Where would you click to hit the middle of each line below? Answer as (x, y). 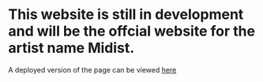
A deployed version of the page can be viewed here (92, 69)
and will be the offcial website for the (131, 31)
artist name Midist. (71, 48)
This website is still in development (126, 15)
